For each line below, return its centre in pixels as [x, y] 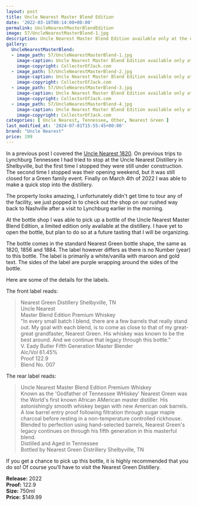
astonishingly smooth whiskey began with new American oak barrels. [104, 406]
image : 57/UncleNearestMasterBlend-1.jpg [57, 33]
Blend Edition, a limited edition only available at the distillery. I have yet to [94, 225]
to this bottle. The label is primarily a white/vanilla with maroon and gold [93, 256]
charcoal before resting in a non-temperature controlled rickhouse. [101, 418]
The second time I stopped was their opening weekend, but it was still [91, 172]
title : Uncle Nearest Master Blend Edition [60, 17]
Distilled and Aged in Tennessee [59, 443]
